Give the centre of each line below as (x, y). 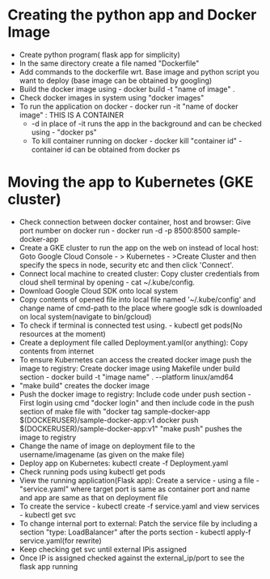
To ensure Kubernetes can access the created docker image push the (135, 359)
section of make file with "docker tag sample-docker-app (115, 411)
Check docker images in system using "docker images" (112, 97)
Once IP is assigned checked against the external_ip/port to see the (132, 558)
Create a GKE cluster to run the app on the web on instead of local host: (139, 247)
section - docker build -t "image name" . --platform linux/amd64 (126, 377)
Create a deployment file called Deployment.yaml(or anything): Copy (133, 342)
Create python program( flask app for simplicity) (100, 54)
